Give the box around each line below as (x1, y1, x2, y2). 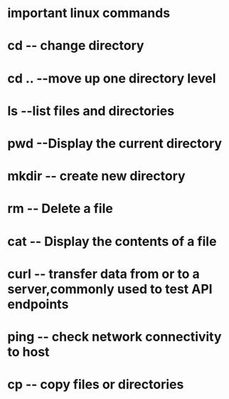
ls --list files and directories (7, 103, 175, 119)
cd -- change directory (7, 38, 144, 54)
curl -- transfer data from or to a (7, 266, 201, 282)
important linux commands (7, 5, 171, 21)
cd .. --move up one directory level (7, 70, 216, 86)
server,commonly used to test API (7, 281, 213, 297)
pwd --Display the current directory (7, 135, 223, 151)
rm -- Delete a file (7, 201, 114, 217)
